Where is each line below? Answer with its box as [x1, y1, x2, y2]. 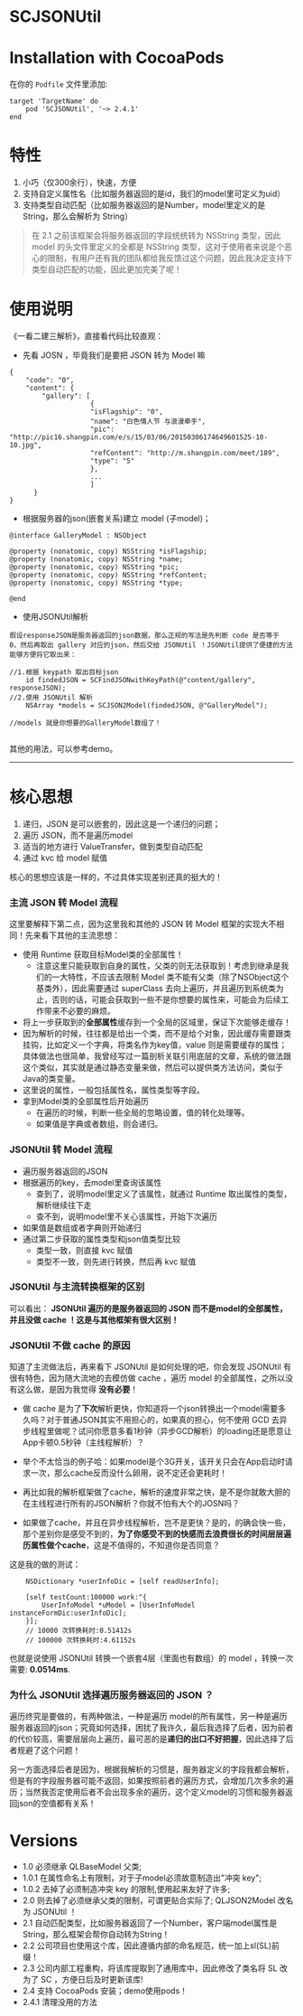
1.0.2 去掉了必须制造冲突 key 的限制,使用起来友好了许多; [22, 1884, 231, 1895]
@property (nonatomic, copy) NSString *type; [9, 578, 183, 587]
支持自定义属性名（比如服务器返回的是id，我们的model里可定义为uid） [22, 188, 286, 200]
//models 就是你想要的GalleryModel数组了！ [9, 718, 162, 727]
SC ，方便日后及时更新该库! [40, 1974, 143, 1985]
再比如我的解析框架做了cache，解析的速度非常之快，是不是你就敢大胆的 [22, 1486, 291, 1497]
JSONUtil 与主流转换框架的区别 [9, 1280, 145, 1293]
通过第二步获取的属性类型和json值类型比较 [22, 1233, 181, 1244]
